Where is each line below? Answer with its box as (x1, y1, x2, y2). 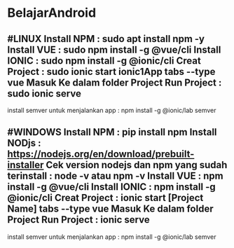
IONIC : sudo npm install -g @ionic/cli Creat (7, 55, 201, 67)
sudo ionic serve (7, 88, 82, 99)
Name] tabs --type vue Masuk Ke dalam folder (7, 203, 214, 215)
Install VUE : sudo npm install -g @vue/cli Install (7, 43, 221, 55)
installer (7, 159, 44, 171)
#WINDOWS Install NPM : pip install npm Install (7, 126, 217, 138)
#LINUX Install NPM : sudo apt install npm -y (7, 33, 205, 45)
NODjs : (7, 137, 41, 149)
